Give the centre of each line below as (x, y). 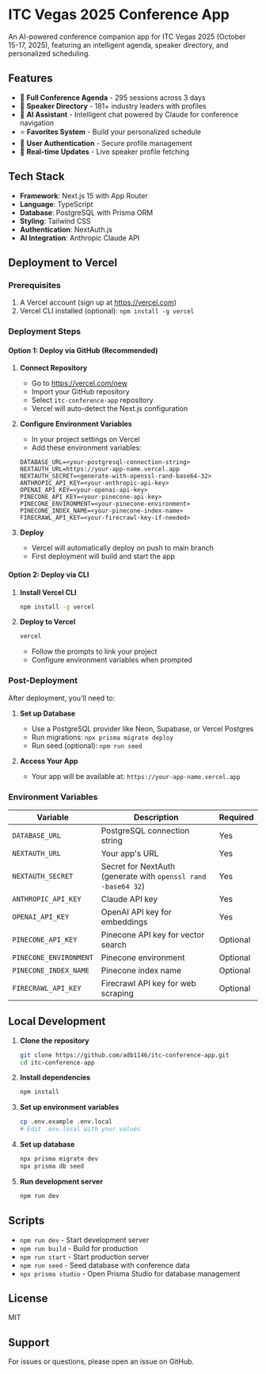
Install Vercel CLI (48, 592)
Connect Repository (53, 368)
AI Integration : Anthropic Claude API (80, 238)
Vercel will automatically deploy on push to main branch (122, 548)
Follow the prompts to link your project (94, 651)
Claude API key (129, 899)
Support (29, 1342)
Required (236, 817)
